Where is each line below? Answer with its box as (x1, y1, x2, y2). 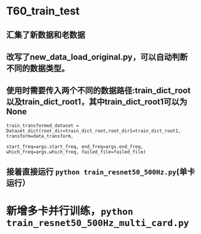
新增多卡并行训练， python (6, 205, 133, 218)
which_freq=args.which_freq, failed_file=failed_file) (6, 149, 146, 155)
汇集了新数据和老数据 (6, 29, 85, 40)
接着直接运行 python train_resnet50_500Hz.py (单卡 (6, 167, 196, 177)
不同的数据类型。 (6, 63, 70, 73)
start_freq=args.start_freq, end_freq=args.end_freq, (6, 143, 144, 150)
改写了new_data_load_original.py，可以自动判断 (6, 52, 188, 62)
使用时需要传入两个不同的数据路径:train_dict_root (6, 85, 191, 96)
